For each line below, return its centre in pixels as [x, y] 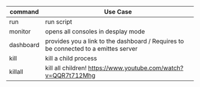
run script [59, 22]
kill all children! [66, 68]
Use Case [118, 12]
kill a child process [71, 58]
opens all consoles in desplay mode [95, 31]
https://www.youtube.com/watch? [136, 68]
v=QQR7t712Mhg [70, 75]
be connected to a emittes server [91, 49]
